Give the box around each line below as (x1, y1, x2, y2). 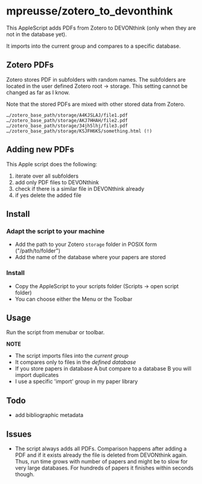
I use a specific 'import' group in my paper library (14, 378, 138, 385)
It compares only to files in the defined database (14, 358, 136, 366)
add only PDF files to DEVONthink (14, 178, 99, 186)
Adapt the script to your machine (6, 227, 105, 235)
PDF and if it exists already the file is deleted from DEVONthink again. (14, 451, 188, 459)
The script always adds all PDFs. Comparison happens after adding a (14, 445, 187, 452)
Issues (6, 429, 32, 439)
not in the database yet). (6, 30, 68, 37)
